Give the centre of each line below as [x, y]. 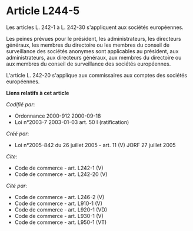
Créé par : [18, 134]
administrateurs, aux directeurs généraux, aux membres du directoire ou [94, 57]
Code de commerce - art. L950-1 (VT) [61, 222]
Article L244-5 [43, 11]
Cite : [12, 156]
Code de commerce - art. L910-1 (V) [59, 203]
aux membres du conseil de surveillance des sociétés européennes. [89, 64]
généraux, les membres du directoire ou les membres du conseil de [88, 45]
